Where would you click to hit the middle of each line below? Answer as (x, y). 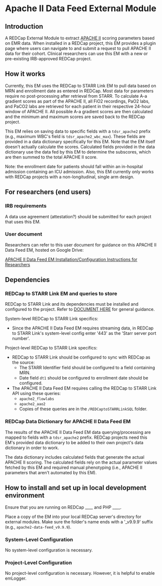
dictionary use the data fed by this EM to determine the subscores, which (78, 152)
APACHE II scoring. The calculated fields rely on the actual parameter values (81, 462)
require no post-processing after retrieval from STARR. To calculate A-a (76, 96)
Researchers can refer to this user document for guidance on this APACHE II (81, 245)
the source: (23, 362)
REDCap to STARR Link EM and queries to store (61, 293)
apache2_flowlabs (37, 399)
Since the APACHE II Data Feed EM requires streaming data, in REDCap (83, 328)
